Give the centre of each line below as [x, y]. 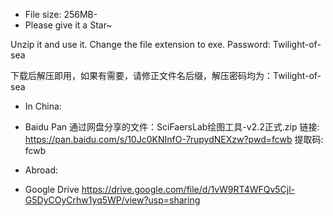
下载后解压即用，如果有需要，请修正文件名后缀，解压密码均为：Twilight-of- [166, 75]
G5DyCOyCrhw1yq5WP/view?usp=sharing [112, 200]
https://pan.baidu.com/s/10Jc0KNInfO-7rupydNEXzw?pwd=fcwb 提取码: [174, 139]
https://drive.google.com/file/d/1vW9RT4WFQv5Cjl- [188, 189]
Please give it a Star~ [68, 25]
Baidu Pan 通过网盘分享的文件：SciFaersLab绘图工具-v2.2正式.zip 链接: [172, 127]
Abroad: [41, 170]
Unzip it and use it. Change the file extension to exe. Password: [140, 44]
